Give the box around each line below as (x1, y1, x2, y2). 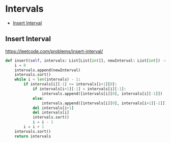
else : (32, 96, 44, 101)
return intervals (14, 133, 51, 139)
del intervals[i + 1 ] (32, 105, 74, 110)
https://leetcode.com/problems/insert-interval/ (5, 48, 103, 54)
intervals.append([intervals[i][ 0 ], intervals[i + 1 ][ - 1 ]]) (41, 100, 167, 106)
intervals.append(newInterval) (14, 67, 81, 73)
